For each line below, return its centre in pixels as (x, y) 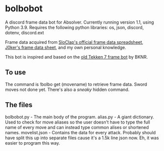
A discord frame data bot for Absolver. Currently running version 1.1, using (80, 22)
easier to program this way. (33, 143)
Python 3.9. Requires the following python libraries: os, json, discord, (74, 27)
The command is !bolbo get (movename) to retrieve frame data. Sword (76, 84)
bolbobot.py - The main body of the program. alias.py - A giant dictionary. (80, 117)
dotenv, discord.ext (24, 32)
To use (15, 73)
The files (19, 105)
